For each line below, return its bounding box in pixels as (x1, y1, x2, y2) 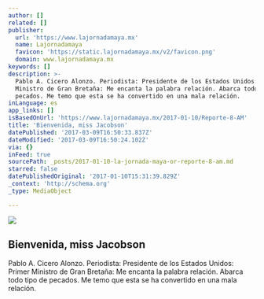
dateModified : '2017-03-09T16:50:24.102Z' (8, 135, 149, 144)
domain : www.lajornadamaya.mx (15, 56, 114, 64)
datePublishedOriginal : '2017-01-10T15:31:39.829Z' (8, 172, 181, 181)
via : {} (8, 143, 34, 151)
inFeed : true (8, 150, 51, 158)
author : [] (8, 11, 44, 20)
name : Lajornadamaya (15, 41, 82, 49)
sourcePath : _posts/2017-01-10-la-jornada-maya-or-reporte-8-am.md (8, 158, 234, 166)
